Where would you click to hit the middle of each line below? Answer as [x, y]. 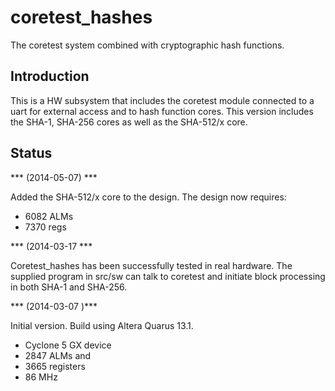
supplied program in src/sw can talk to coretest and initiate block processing [168, 276]
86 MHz [41, 377]
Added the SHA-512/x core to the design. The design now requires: [148, 197]
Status [31, 153]
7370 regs [45, 227]
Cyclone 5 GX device [68, 345]
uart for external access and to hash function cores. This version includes [162, 111]
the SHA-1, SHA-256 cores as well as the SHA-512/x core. [129, 122]
